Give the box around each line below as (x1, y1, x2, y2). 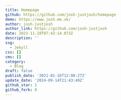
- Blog (10, 64, 24, 69)
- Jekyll (10, 45, 28, 50)
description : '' (5, 36, 39, 41)
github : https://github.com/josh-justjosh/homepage (5, 12, 116, 17)
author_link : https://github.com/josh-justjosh (5, 26, 107, 31)
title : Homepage (5, 7, 39, 13)
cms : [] (5, 54, 22, 60)
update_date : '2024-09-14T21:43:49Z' (5, 78, 85, 83)
